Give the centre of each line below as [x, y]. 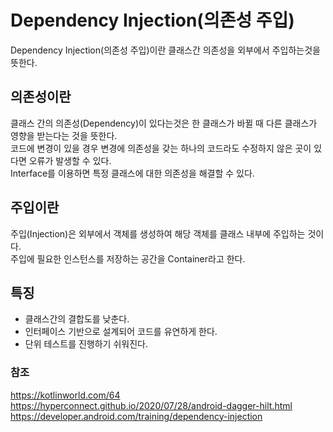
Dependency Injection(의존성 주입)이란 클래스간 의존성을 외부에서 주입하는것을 [165, 50]
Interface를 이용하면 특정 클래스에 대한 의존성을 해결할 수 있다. [132, 173]
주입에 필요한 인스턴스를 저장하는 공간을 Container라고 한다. [128, 258]
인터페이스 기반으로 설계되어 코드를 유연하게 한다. [121, 332]
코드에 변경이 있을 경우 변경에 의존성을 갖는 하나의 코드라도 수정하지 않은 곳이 [161, 148]
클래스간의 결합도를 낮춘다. [77, 319]
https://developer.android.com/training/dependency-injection [136, 416]
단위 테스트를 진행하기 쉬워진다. [86, 344]
